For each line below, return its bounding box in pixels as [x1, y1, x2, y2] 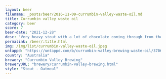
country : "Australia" [5, 53, 50, 58]
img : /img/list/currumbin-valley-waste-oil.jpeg [5, 44, 107, 49]
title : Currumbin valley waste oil [5, 16, 79, 21]
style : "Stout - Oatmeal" [5, 67, 58, 72]
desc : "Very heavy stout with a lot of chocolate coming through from [5, 35, 154, 40]
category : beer [5, 21, 37, 26]
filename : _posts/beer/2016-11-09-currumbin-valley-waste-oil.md [5, 12, 142, 17]
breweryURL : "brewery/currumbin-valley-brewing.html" [5, 62, 119, 67]
